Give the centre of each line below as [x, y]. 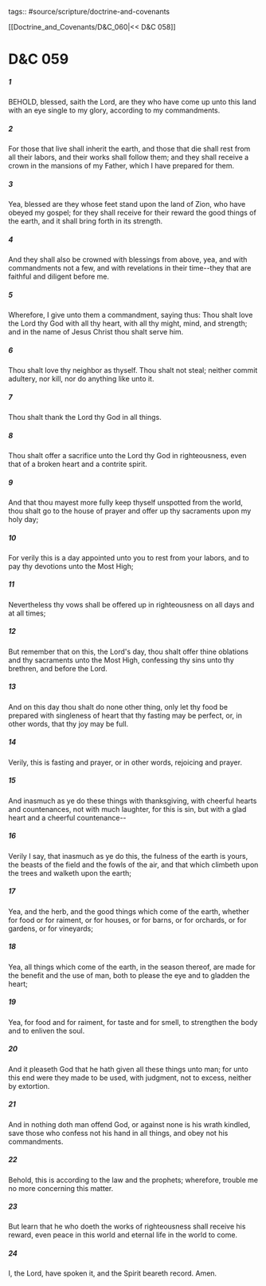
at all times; [27, 613]
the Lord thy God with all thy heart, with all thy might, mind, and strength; [128, 323]
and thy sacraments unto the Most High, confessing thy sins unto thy [121, 660]
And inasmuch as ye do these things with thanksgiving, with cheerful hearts [133, 801]
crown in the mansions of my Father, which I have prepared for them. [121, 166]
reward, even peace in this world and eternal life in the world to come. [123, 1235]
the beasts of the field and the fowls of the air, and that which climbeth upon [133, 865]
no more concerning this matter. [61, 1188]
